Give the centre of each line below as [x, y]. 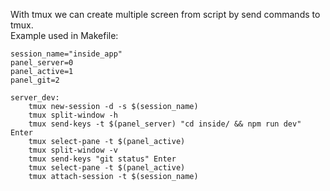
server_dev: [35, 98]
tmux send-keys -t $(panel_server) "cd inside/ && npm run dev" [165, 124]
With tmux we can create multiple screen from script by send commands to [165, 14]
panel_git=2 [35, 80]
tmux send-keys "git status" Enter [102, 159]
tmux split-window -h [73, 115]
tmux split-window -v [73, 150]
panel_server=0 [42, 63]
